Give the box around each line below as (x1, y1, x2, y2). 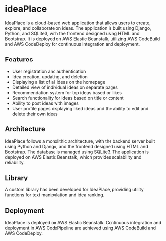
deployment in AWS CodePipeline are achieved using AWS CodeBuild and (5, 225, 156, 231)
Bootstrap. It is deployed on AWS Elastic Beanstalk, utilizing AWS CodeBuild (5, 36, 160, 42)
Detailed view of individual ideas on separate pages (12, 84, 118, 90)
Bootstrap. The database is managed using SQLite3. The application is (5, 149, 149, 155)
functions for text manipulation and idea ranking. (5, 192, 105, 198)
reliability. (5, 159, 25, 165)
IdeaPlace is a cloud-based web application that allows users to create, (5, 20, 151, 26)
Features (5, 56, 33, 64)
